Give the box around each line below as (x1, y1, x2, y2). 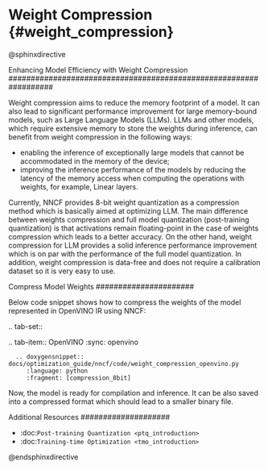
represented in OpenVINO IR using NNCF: (8, 306, 146, 315)
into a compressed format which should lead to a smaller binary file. (8, 397, 233, 406)
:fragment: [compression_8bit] (26, 373, 131, 382)
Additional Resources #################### (8, 412, 171, 422)
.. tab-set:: (8, 321, 43, 331)
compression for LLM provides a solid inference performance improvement (8, 240, 258, 250)
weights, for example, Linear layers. (19, 181, 138, 191)
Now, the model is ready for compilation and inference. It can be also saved (8, 388, 259, 397)
